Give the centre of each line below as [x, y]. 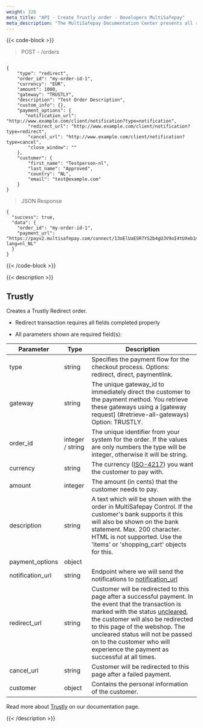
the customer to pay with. [128, 472]
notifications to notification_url [135, 579]
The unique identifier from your [136, 432]
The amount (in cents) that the [135, 482]
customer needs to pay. [125, 489]
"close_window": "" [53, 148]
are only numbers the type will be [139, 447]
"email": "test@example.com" [65, 179]
